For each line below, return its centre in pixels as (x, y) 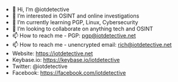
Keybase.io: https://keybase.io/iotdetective (66, 60)
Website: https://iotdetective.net (52, 53)
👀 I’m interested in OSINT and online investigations (76, 16)
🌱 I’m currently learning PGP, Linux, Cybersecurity (75, 22)
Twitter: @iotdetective (40, 66)
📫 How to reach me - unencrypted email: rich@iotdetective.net (92, 45)
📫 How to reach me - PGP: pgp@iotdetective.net (74, 36)
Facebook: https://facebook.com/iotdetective (69, 73)
